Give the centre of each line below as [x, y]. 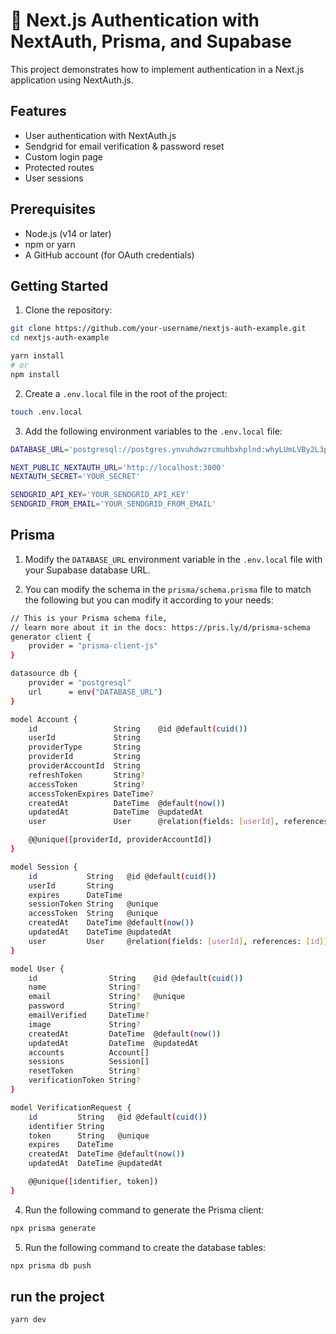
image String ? [84, 1024]
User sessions [54, 178]
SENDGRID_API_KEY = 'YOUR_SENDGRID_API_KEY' [100, 495]
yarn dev [28, 1320]
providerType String [84, 747]
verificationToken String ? [84, 1080]
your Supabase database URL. [87, 570]
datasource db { [44, 674]
